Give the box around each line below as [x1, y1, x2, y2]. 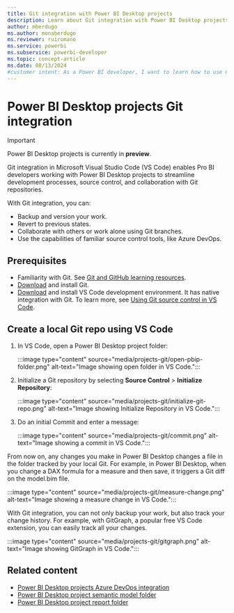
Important [7, 137, 36, 145]
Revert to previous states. [17, 220, 91, 228]
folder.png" [17, 363, 50, 371]
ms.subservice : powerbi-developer [7, 49, 108, 56]
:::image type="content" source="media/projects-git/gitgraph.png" [7, 537, 200, 545]
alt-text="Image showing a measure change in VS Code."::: [7, 495, 176, 504]
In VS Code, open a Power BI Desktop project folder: [17, 342, 169, 350]
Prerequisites [7, 255, 67, 267]
